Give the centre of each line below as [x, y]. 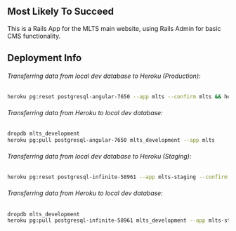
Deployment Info [45, 58]
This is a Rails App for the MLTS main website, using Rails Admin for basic [114, 28]
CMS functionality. [34, 36]
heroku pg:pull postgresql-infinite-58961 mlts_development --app [106, 220]
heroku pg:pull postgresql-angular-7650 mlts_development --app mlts [111, 140]
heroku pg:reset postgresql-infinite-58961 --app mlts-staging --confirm [118, 177]
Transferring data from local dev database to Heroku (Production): [104, 76]
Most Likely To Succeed [61, 12]
